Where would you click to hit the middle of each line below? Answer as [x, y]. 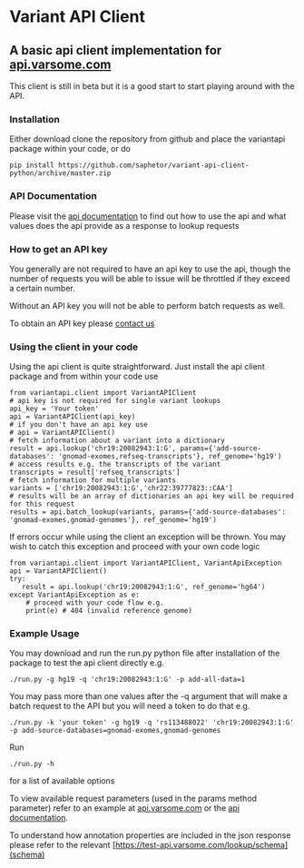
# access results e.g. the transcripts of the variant [115, 465]
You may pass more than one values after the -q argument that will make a [148, 696]
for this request [42, 504]
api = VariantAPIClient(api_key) [73, 417]
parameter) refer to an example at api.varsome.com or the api [125, 808]
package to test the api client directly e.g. [87, 663]
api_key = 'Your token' [54, 409]
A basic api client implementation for [116, 50]
